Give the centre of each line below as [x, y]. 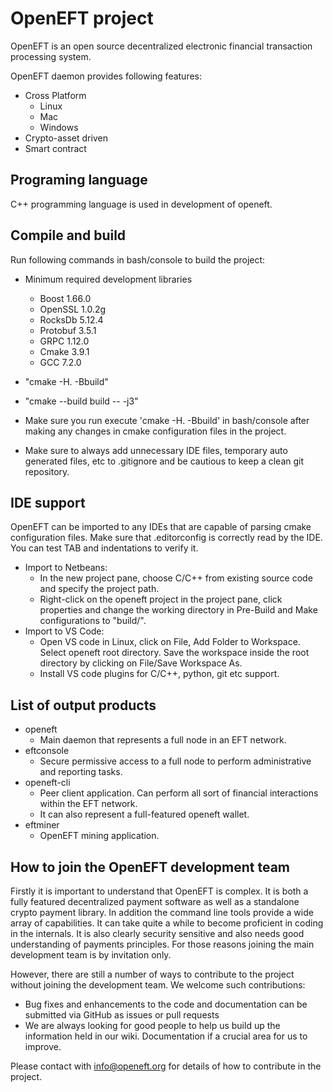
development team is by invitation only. [91, 955]
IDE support [48, 502]
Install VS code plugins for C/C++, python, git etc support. [159, 674]
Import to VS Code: [64, 631]
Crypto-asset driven [66, 138]
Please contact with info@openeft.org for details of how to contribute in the [166, 1066]
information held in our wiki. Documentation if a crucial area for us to [166, 1036]
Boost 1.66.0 [65, 298]
